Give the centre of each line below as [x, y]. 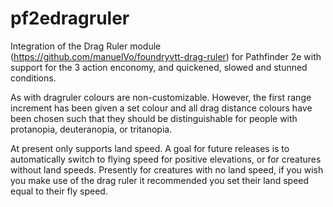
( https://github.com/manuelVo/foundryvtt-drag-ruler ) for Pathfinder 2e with [166, 56]
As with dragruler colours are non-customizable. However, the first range [161, 97]
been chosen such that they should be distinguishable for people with [154, 118]
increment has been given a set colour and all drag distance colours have [161, 108]
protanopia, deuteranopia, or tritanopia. [91, 129]
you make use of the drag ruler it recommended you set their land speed [160, 180]
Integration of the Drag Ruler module [86, 46]
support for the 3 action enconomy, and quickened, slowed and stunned [159, 67]
